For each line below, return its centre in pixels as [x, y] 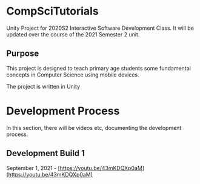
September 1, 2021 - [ [33, 168]
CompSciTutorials [52, 11]
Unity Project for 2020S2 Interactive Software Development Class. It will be [100, 28]
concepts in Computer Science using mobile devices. [73, 75]
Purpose [23, 54]
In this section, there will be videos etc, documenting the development [94, 128]
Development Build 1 [45, 153]
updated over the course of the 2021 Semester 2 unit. [73, 34]
